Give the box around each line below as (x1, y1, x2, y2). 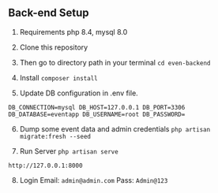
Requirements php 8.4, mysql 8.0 (19, 27, 128, 36)
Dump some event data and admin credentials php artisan (19, 124, 211, 133)
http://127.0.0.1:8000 (8, 161, 83, 169)
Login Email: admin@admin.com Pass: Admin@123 (19, 175, 168, 184)
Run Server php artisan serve (19, 146, 118, 156)
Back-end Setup (8, 6, 89, 20)
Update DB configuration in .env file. (19, 88, 138, 98)
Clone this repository (19, 43, 88, 52)
